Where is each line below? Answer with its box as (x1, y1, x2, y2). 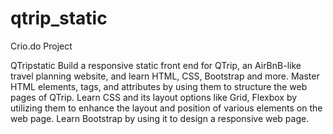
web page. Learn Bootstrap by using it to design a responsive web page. (10, 112, 310, 124)
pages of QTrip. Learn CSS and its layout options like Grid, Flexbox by (10, 91, 298, 103)
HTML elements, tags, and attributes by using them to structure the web (10, 80, 308, 92)
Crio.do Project (10, 40, 73, 52)
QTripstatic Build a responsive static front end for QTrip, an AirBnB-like (10, 59, 302, 71)
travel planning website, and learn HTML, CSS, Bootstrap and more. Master (10, 70, 320, 82)
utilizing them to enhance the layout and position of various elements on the (10, 102, 323, 114)
